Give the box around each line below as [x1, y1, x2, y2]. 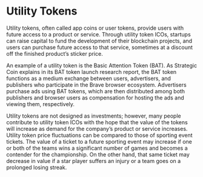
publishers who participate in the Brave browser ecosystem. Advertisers [6, 81, 187, 88]
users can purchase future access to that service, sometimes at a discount [6, 44, 193, 51]
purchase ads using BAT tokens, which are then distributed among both [6, 87, 185, 95]
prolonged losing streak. [6, 164, 67, 171]
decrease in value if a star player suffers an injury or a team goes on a [6, 157, 181, 164]
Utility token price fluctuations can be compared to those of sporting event [6, 132, 193, 139]
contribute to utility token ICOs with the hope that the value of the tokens [6, 118, 188, 125]
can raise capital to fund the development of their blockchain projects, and [6, 37, 193, 44]
